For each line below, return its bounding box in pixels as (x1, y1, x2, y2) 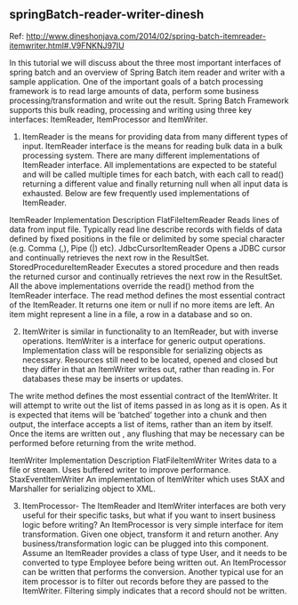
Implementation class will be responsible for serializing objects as (21, 345, 263, 355)
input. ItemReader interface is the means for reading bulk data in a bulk (21, 140, 283, 151)
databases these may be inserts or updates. (21, 373, 184, 384)
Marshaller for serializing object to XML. (9, 483, 156, 494)
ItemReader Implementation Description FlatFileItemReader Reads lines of (9, 214, 280, 225)
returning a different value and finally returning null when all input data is (21, 178, 289, 189)
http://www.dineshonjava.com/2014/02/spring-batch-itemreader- (26, 30, 267, 41)
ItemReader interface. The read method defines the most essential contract (9, 290, 286, 300)
